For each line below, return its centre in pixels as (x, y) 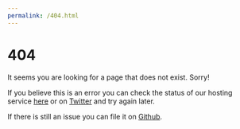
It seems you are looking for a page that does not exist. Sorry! (108, 77)
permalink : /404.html (43, 16)
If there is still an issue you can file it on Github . (85, 116)
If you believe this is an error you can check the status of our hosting (120, 92)
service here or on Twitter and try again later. (81, 101)
